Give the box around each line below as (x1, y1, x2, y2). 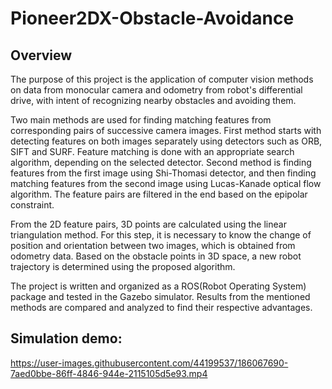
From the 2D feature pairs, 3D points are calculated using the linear (10, 218, 287, 230)
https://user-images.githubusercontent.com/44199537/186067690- (10, 357, 289, 369)
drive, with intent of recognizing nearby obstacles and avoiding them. (10, 95, 297, 106)
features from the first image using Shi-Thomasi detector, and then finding (10, 167, 317, 179)
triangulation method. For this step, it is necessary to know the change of (10, 229, 312, 241)
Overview (10, 47, 73, 64)
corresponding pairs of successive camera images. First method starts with (10, 125, 322, 136)
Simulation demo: (10, 330, 123, 347)
